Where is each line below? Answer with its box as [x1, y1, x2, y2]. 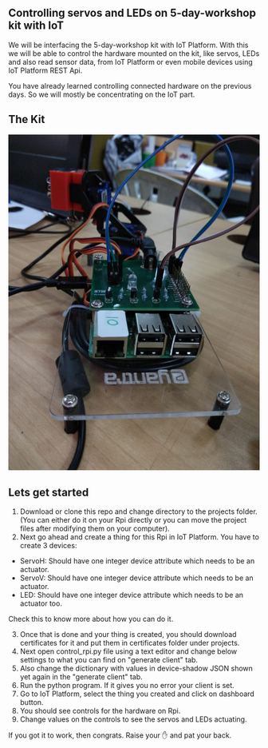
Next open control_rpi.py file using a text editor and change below [19, 647, 238, 656]
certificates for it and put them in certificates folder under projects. [19, 639, 240, 648]
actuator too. [19, 599, 62, 608]
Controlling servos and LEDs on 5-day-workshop [8, 6, 257, 20]
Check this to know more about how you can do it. [8, 615, 174, 624]
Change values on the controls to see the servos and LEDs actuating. [19, 714, 247, 724]
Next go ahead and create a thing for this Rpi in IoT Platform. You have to [19, 532, 259, 542]
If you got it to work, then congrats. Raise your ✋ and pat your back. [8, 730, 232, 740]
